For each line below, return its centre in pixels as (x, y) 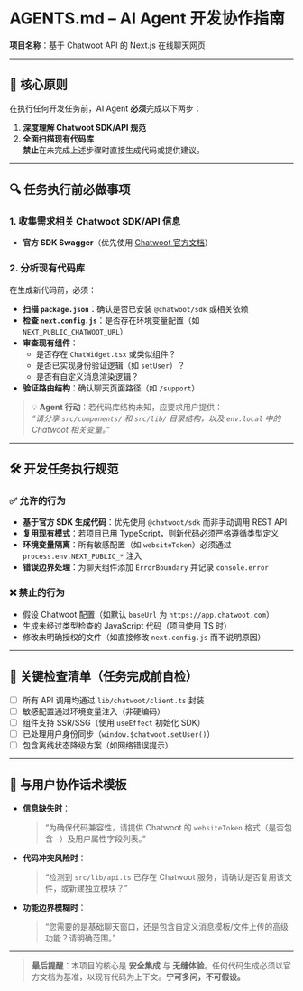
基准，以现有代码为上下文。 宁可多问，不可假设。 (154, 977)
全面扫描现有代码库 (58, 138)
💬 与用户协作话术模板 (68, 785)
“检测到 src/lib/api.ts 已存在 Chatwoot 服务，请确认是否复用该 (165, 876)
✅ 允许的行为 (37, 501)
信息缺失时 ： (46, 808)
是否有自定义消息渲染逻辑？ (87, 376)
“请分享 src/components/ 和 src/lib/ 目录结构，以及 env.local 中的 (156, 418)
